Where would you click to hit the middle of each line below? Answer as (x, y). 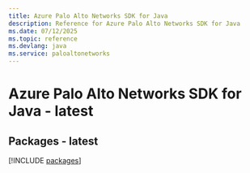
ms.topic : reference (43, 39)
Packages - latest (53, 141)
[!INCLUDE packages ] (45, 160)
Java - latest (51, 111)
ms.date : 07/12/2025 (43, 31)
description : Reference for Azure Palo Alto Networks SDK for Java (125, 24)
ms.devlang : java (38, 46)
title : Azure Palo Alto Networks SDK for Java (88, 16)
